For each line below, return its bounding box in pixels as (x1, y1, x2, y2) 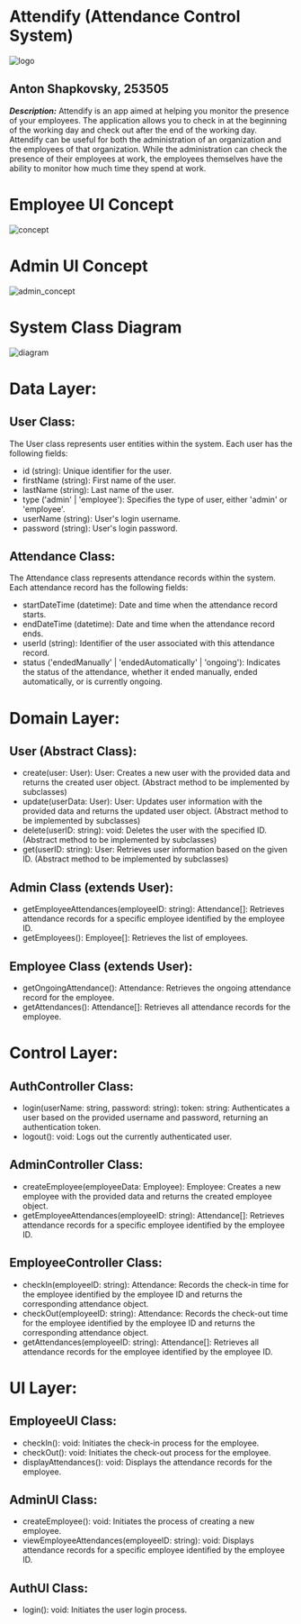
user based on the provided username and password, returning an (22, 1112, 269, 1123)
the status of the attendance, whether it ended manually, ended (22, 667, 258, 678)
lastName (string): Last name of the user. (22, 484, 174, 495)
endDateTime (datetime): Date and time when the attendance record (22, 619, 276, 630)
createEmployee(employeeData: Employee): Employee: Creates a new (22, 1181, 281, 1191)
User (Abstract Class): (9, 744, 137, 759)
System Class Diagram (9, 317, 182, 337)
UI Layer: (9, 1377, 78, 1398)
